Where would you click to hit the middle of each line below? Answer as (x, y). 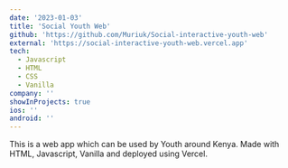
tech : (19, 51)
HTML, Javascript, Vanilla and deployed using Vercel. (108, 154)
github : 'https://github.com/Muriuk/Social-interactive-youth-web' (139, 34)
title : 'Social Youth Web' (60, 26)
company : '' (32, 93)
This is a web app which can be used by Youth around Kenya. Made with (144, 145)
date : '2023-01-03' (46, 18)
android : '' (32, 118)
